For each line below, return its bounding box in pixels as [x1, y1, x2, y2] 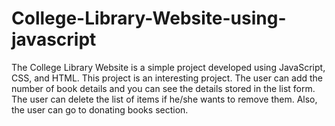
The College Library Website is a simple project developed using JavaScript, [11, 61, 326, 73]
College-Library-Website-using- [11, 7, 287, 30]
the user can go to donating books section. [11, 103, 189, 116]
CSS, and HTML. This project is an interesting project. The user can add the [11, 72, 324, 84]
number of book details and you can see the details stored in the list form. [11, 82, 316, 94]
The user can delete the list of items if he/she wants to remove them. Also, [11, 93, 318, 105]
